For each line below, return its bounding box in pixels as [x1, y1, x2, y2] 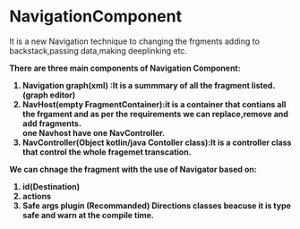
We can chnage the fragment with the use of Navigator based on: [9, 164, 257, 174]
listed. [251, 80, 276, 90]
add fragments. [21, 118, 82, 129]
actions [21, 191, 52, 201]
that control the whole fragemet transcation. [21, 146, 192, 157]
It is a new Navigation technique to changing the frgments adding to [9, 36, 260, 47]
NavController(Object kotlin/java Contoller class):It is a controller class [21, 137, 292, 148]
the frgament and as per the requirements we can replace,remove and [21, 108, 289, 119]
